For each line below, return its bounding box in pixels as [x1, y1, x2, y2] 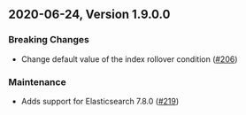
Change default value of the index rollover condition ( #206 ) [20, 53, 238, 65]
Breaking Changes [8, 34, 90, 46]
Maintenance [8, 75, 67, 88]
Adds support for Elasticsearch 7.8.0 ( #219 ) [20, 96, 180, 106]
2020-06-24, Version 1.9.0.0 [8, 7, 171, 22]
